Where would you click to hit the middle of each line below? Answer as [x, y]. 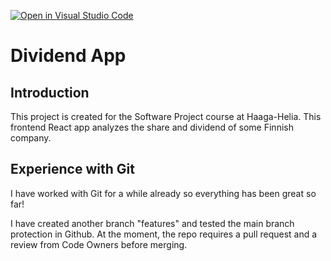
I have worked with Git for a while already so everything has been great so [163, 193]
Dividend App [68, 56]
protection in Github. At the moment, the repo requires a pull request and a [164, 234]
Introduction [50, 92]
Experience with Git [72, 169]
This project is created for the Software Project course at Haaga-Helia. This [166, 116]
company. [31, 138]
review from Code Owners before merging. [99, 244]
